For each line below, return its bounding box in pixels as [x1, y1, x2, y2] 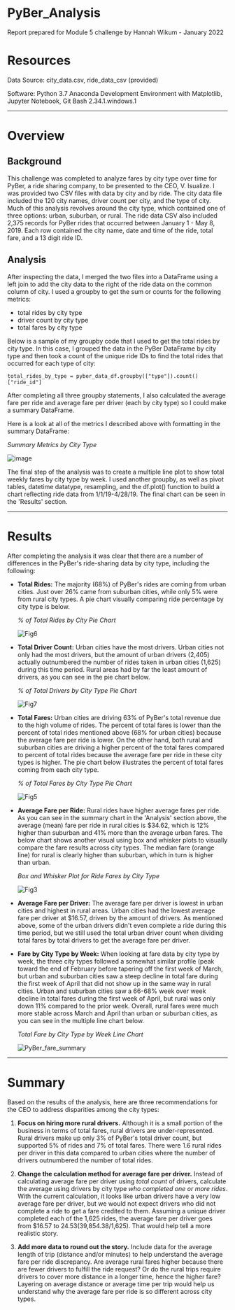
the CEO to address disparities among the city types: [7, 1105, 159, 1113]
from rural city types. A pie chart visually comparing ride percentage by [17, 595, 224, 603]
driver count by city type [17, 316, 89, 324]
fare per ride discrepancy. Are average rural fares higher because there [17, 1258, 224, 1266]
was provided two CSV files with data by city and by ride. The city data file [7, 189, 222, 197]
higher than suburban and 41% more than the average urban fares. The [17, 828, 223, 837]
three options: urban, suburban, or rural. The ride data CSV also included [7, 211, 218, 220]
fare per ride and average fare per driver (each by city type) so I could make [7, 398, 227, 407]
